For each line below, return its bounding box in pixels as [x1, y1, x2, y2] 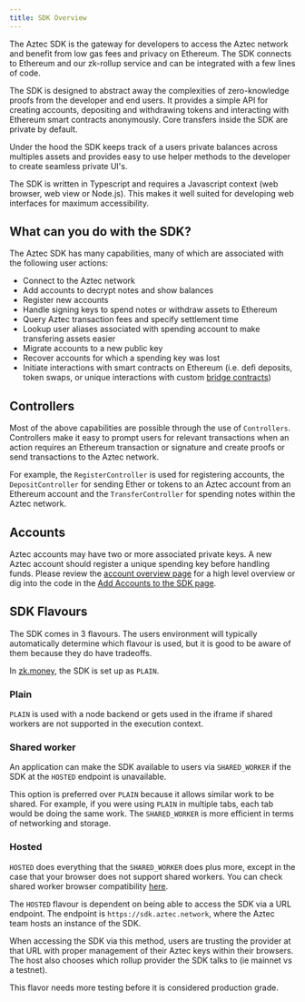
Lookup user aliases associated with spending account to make [22, 324, 261, 335]
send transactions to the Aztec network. [9, 451, 160, 462]
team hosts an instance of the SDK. [9, 917, 142, 928]
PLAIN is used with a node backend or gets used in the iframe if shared [9, 709, 273, 720]
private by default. [9, 124, 78, 135]
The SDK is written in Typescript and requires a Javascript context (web [9, 178, 279, 189]
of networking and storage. [9, 818, 112, 829]
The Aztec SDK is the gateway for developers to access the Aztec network [9, 38, 289, 49]
